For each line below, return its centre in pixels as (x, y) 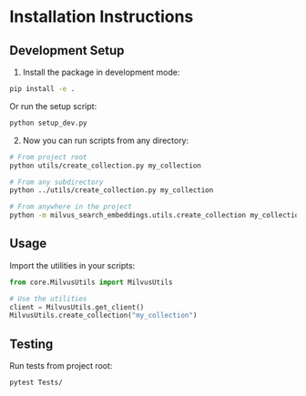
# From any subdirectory (56, 182)
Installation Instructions (102, 17)
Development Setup (67, 51)
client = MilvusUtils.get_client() (77, 307)
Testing (31, 344)
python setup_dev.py (49, 123)
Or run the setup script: (53, 106)
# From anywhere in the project (71, 207)
